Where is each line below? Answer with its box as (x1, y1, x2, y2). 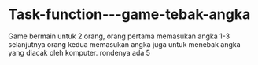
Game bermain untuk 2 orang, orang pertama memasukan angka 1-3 (8, 31, 230, 41)
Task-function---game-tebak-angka (8, 5, 251, 23)
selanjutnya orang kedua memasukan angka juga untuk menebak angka (8, 39, 241, 49)
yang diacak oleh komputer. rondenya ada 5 (8, 48, 151, 57)
